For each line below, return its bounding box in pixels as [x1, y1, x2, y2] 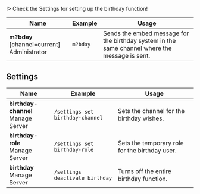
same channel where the [103, 44, 172, 52]
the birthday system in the [103, 37, 176, 45]
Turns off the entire [118, 167, 171, 175]
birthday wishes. [118, 114, 164, 123]
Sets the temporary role [118, 139, 184, 147]
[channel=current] [9, 40, 61, 48]
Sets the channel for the [118, 107, 185, 115]
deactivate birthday [54, 174, 112, 181]
